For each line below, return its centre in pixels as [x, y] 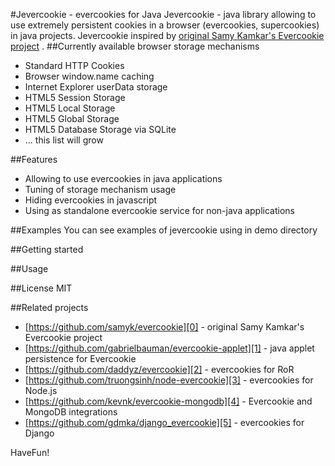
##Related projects [49, 307]
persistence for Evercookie [80, 358]
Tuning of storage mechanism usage [100, 189]
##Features [34, 159]
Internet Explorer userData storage [96, 87]
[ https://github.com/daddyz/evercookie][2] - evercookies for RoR [159, 369]
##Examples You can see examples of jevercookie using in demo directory [164, 230]
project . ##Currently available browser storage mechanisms [135, 46]
